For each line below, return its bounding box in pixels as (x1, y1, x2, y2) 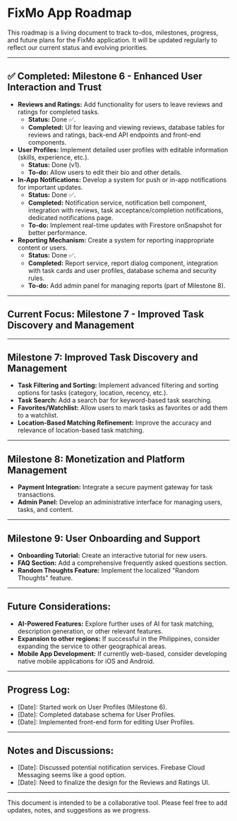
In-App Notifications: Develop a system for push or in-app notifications (17, 175, 227, 184)
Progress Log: (7, 684, 71, 696)
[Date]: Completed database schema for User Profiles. (17, 710, 176, 719)
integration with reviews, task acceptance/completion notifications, (28, 206, 224, 214)
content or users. (17, 243, 68, 252)
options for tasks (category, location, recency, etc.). (17, 389, 169, 397)
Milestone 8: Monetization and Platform (7, 453, 186, 465)
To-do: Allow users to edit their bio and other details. (28, 168, 182, 176)
